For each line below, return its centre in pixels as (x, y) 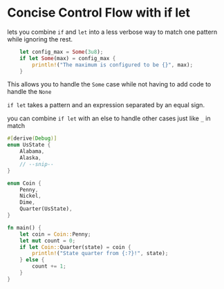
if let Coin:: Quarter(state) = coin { (75, 247)
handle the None (29, 92)
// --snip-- (37, 164)
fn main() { (24, 227)
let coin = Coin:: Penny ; (55, 234)
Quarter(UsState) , (46, 209)
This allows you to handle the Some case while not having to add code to (109, 84)
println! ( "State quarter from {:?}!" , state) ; (100, 254)
